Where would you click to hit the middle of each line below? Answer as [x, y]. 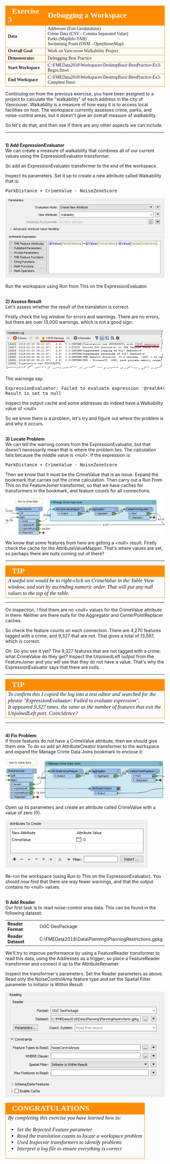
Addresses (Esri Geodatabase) [74, 28]
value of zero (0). [23, 813]
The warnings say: [25, 379]
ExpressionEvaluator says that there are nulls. [53, 667]
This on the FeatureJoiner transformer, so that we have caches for [74, 485]
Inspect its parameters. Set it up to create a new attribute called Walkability [83, 175]
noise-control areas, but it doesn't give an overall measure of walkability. [81, 115]
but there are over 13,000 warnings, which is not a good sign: [69, 322]
